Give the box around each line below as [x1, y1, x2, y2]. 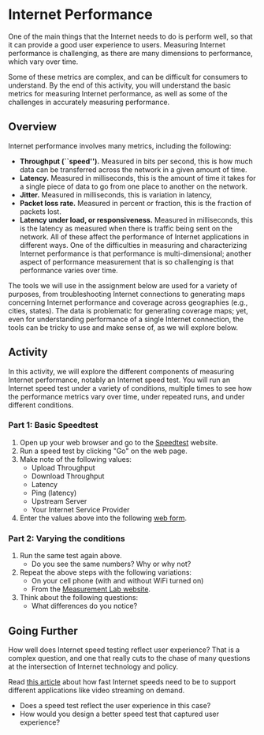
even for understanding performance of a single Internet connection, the [8, 314, 244, 324]
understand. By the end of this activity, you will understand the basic [8, 81, 231, 90]
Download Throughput [31, 471, 105, 481]
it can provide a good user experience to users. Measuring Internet [8, 39, 226, 49]
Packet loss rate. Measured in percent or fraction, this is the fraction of [19, 198, 252, 208]
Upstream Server [31, 496, 87, 506]
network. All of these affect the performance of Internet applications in [19, 231, 250, 242]
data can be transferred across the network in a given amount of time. [19, 164, 247, 174]
